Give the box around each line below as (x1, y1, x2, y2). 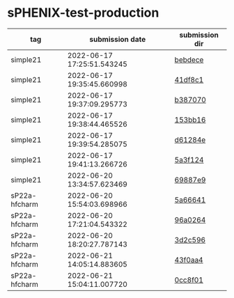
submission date (89, 34, 146, 44)
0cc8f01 (174, 275, 204, 285)
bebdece (174, 54, 204, 64)
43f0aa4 (174, 255, 203, 265)
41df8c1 (174, 74, 204, 84)
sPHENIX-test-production (7, 5, 159, 21)
